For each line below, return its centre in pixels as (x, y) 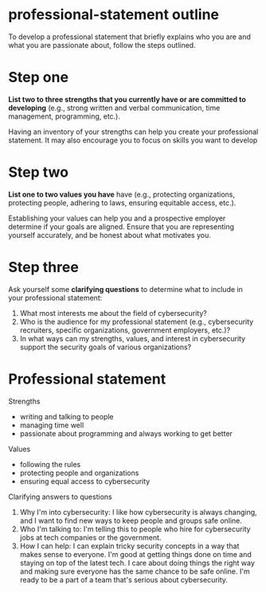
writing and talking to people (66, 416)
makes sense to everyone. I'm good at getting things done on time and (136, 554)
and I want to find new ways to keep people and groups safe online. (131, 520)
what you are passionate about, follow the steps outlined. (102, 45)
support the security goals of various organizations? (106, 347)
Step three (44, 267)
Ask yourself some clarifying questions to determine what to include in (125, 289)
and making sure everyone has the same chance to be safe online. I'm (135, 571)
